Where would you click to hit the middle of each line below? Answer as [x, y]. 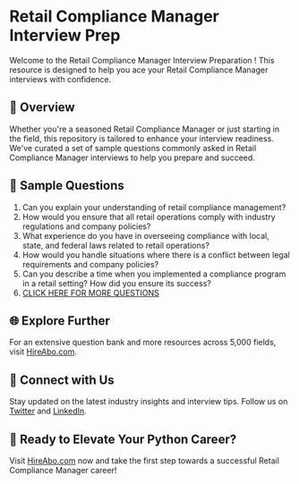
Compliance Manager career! [63, 470]
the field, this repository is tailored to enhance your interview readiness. [142, 138]
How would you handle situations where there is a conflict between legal [156, 255]
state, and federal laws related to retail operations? [116, 245]
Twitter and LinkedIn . [48, 411]
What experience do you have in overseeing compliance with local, [146, 235]
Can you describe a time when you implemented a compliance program [154, 274]
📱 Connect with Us [62, 380]
